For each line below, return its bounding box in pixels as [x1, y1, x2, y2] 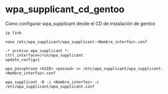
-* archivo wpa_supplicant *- [5, 48, 70, 53]
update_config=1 [5, 57, 40, 62]
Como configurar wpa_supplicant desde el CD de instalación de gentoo [5, 20, 156, 27]
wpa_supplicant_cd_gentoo [5, 4, 125, 15]
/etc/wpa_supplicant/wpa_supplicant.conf [5, 84, 95, 89]
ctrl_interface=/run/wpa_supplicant [5, 53, 83, 58]
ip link [5, 30, 22, 35]
